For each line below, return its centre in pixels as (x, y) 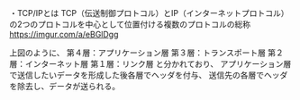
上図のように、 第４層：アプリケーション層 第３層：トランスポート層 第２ (146, 53)
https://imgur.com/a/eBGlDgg (64, 34)
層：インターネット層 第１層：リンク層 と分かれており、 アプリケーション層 (150, 64)
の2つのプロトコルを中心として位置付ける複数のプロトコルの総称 (130, 24)
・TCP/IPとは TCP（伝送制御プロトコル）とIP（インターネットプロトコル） (149, 13)
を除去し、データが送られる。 (64, 86)
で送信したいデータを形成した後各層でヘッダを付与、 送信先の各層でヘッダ (149, 75)
